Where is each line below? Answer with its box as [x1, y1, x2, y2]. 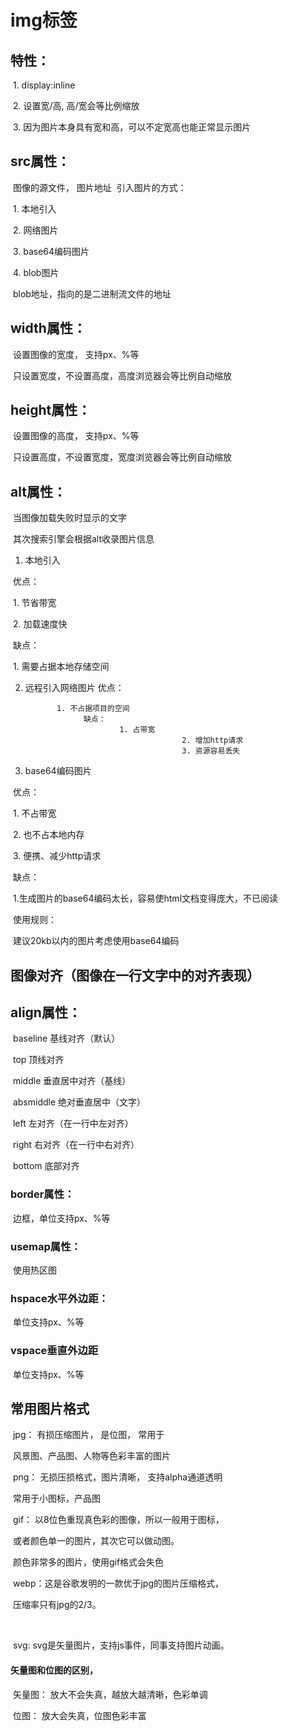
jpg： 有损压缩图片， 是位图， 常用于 [12, 1429, 165, 1441]
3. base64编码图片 [12, 245, 90, 257]
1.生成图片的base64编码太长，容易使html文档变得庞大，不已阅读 [12, 892, 279, 905]
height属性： [10, 402, 92, 419]
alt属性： [10, 483, 67, 500]
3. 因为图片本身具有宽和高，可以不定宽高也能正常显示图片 [12, 121, 252, 133]
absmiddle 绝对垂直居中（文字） [12, 1096, 147, 1108]
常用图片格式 [10, 1401, 90, 1418]
